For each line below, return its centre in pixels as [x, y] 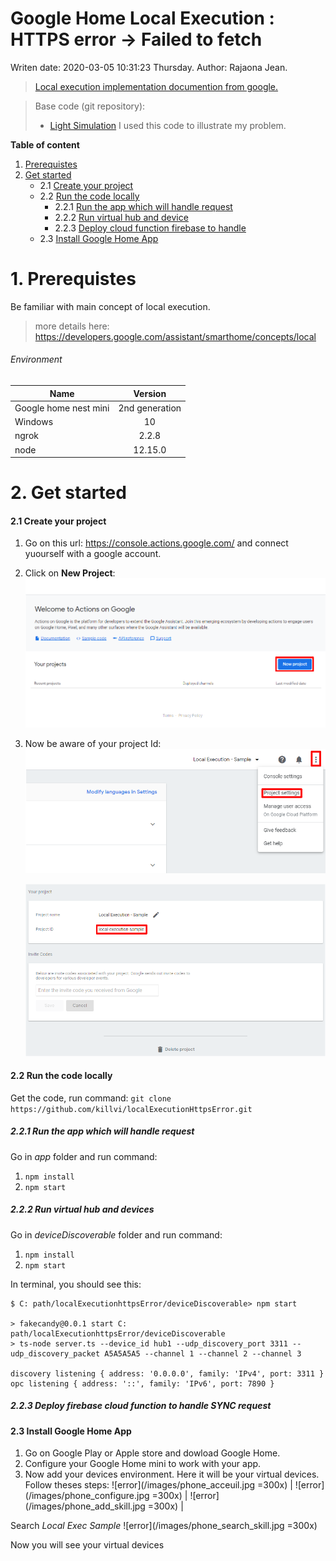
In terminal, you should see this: [76, 1284]
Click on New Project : [70, 573]
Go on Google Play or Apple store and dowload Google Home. [152, 1453]
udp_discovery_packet [55, 1353]
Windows [34, 422]
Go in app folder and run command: [84, 1156]
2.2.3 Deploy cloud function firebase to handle [150, 228]
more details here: [72, 326]
